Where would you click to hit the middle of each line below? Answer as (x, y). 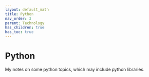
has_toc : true (19, 32)
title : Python (19, 14)
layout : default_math (27, 9)
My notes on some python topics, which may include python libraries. (75, 69)
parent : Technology (25, 23)
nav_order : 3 (18, 18)
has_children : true (25, 28)
